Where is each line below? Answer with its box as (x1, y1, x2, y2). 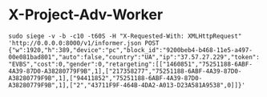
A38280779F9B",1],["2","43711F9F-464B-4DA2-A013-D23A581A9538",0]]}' (8, 81, 246, 89)
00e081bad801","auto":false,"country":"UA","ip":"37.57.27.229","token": (8, 53, 261, 61)
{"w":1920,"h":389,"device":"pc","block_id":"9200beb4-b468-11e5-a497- (8, 46, 253, 54)
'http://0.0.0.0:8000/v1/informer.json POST (8, 38, 160, 47)
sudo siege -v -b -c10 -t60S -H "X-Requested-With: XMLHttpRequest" (8, 32, 242, 40)
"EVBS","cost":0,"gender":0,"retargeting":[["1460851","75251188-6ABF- (8, 60, 253, 68)
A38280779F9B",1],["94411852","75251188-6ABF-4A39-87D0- (8, 74, 203, 82)
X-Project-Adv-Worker (8, 6, 164, 24)
